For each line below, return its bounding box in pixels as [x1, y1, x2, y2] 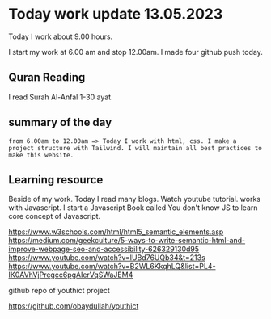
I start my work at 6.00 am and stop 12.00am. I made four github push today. [8, 47, 263, 57]
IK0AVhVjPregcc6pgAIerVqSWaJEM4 [8, 270, 133, 279]
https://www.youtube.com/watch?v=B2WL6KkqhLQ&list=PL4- [8, 262, 216, 271]
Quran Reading [8, 70, 86, 85]
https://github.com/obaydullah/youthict [8, 301, 139, 311]
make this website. [8, 151, 74, 159]
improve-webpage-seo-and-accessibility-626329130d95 [8, 244, 200, 254]
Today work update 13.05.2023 [8, 5, 223, 23]
